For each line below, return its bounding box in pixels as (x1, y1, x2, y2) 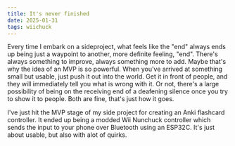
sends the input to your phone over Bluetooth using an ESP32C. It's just (7, 124, 215, 132)
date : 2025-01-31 (7, 17, 58, 24)
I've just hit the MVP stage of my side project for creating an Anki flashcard (7, 108, 225, 117)
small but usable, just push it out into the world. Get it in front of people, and (7, 72, 228, 81)
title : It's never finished (7, 10, 90, 18)
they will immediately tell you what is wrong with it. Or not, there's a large (7, 80, 220, 88)
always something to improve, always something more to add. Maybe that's (7, 58, 227, 66)
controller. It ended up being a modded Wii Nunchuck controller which (7, 116, 211, 124)
